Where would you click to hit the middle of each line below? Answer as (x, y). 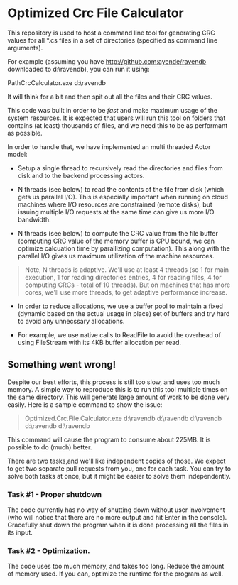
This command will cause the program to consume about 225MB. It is (109, 439)
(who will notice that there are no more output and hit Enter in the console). (117, 518)
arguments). (25, 48)
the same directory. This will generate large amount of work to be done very (119, 397)
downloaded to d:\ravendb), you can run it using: (79, 69)
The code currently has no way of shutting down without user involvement (116, 510)
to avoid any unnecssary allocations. (71, 321)
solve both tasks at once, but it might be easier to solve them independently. (119, 476)
